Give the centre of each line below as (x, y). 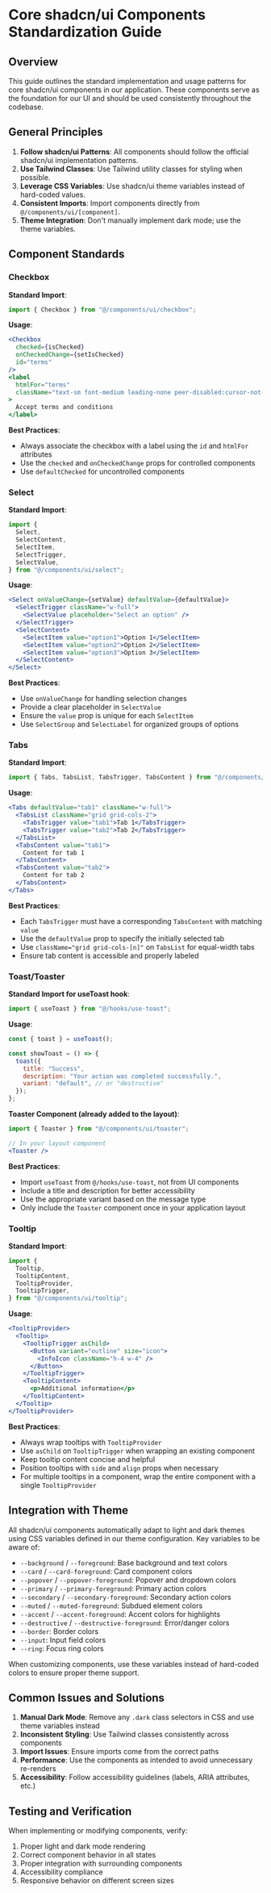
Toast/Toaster (37, 976)
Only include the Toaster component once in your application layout (133, 1207)
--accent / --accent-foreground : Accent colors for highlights (120, 1614)
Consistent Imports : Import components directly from (110, 203)
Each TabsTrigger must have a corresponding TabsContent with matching (141, 921)
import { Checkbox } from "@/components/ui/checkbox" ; (102, 309)
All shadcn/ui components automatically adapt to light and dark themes (127, 1530)
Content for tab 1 (54, 853)
